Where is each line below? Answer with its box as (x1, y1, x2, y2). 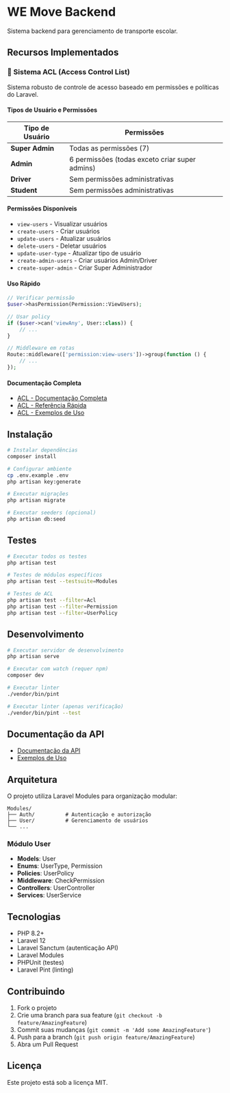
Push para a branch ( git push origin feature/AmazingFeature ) (16, 1033, 195, 1042)
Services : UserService (16, 891, 82, 900)
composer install (7, 453, 57, 460)
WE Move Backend (7, 4, 116, 20)
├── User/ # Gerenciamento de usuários (7, 817, 149, 824)
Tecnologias (7, 910, 61, 923)
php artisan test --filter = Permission (7, 603, 118, 610)
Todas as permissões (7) (69, 143, 149, 153)
